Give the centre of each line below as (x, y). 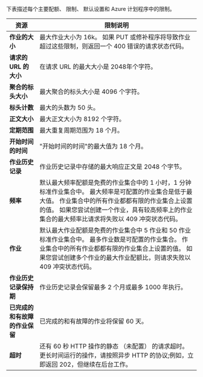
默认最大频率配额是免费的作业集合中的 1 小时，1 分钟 (115, 182)
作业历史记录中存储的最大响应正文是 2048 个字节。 (113, 167)
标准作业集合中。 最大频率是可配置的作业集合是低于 (113, 192)
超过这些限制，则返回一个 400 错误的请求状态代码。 (114, 46)
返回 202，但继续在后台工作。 (89, 364)
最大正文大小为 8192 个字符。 (82, 119)
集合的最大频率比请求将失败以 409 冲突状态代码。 (111, 219)
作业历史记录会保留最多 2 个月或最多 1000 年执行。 (113, 287)
